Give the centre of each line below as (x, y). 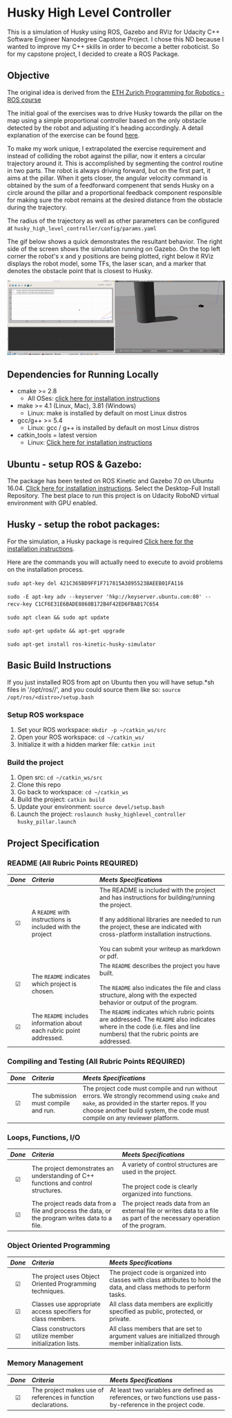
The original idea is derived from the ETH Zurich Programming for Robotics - (116, 92)
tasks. (118, 1295)
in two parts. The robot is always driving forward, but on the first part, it (109, 170)
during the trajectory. (37, 207)
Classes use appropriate (66, 1304)
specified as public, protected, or (156, 1312)
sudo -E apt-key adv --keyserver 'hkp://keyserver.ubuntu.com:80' (105, 597)
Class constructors (58, 1328)
